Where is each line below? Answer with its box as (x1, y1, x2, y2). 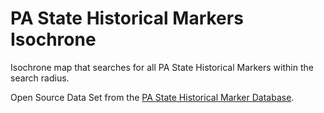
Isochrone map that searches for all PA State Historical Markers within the (10, 61, 314, 73)
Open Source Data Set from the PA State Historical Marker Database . (10, 91, 295, 103)
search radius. (10, 72, 70, 84)
